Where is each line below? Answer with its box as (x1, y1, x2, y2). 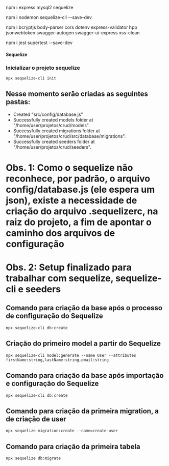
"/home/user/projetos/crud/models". (13, 122, 90, 128)
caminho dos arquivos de (6, 227, 115, 239)
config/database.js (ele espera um (6, 184, 155, 195)
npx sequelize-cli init (6, 75, 57, 81)
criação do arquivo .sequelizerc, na (6, 205, 158, 217)
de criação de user (6, 415, 66, 423)
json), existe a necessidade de (6, 194, 137, 206)
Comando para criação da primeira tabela (6, 442, 140, 451)
